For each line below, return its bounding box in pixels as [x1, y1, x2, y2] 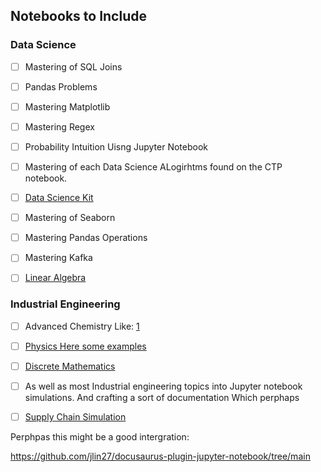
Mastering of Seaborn [24, 212, 116, 224]
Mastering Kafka [24, 252, 93, 264]
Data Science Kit [24, 192, 94, 204]
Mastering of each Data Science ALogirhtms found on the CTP [24, 161, 283, 173]
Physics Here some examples [24, 340, 147, 352]
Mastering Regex [24, 120, 95, 133]
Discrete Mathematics [24, 360, 116, 372]
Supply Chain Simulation [24, 410, 127, 423]
